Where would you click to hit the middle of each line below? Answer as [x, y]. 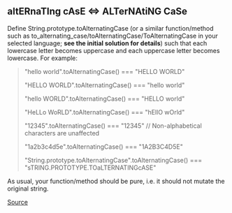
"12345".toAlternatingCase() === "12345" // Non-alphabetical [113, 126]
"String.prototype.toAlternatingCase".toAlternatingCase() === [113, 160]
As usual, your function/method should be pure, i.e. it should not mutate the [116, 181]
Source [17, 202]
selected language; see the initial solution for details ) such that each [107, 43]
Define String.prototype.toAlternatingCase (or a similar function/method [110, 28]
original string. [28, 189]
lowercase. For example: [43, 58]
